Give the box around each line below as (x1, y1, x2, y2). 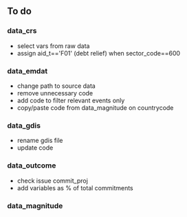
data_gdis (7, 120, 41, 130)
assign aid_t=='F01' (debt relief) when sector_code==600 (16, 49, 181, 57)
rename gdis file (16, 137, 63, 145)
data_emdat (7, 66, 48, 76)
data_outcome (7, 161, 56, 170)
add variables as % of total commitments (16, 183, 133, 192)
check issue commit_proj (16, 176, 88, 185)
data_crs (7, 26, 37, 36)
